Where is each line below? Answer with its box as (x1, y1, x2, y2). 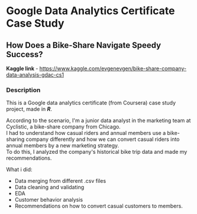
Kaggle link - (6, 65, 38, 72)
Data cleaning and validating (14, 184, 85, 191)
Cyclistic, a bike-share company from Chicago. (6, 123, 121, 130)
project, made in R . (6, 106, 52, 113)
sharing (6, 136, 25, 143)
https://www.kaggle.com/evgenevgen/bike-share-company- (39, 65, 187, 72)
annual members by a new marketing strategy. (6, 142, 120, 149)
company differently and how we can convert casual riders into (25, 136, 180, 143)
